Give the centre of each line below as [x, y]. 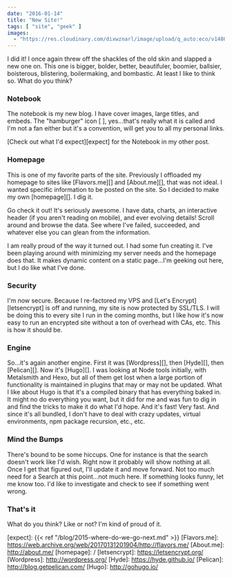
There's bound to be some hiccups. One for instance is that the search [108, 454]
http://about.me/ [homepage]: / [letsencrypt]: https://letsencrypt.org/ [105, 552]
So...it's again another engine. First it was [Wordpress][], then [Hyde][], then [116, 363]
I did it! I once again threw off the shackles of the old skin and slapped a [109, 59]
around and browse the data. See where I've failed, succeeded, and [104, 224]
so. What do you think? [40, 81]
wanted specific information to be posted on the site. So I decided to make [113, 189]
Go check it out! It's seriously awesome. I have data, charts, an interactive [112, 210]
